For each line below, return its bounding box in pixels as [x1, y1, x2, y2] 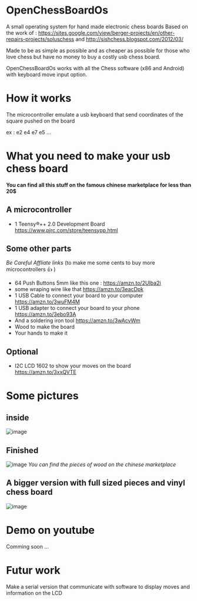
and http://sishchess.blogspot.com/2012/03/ [75, 35, 183, 42]
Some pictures [6, 389, 79, 402]
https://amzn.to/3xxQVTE [14, 369, 76, 376]
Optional [6, 346, 38, 356]
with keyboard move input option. [6, 71, 88, 78]
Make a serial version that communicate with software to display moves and [6, 583, 190, 590]
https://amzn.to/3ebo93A [14, 311, 76, 318]
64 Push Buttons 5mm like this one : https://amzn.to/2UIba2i [14, 279, 161, 286]
